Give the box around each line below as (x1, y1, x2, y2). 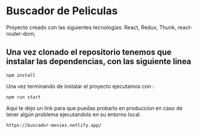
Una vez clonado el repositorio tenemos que (6, 47, 172, 58)
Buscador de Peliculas (6, 4, 118, 18)
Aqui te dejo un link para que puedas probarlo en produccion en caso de (6, 104, 183, 111)
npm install (6, 72, 35, 78)
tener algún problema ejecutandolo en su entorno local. (6, 111, 141, 118)
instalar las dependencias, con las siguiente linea (6, 56, 191, 66)
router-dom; (6, 30, 35, 37)
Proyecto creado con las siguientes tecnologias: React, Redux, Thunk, (6, 24, 177, 31)
